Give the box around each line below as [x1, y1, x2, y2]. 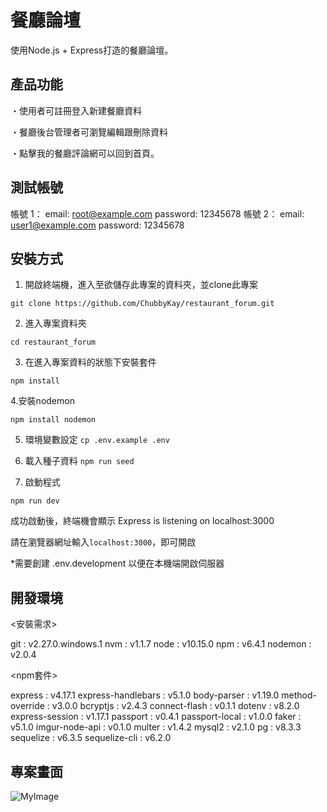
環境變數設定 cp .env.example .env [24, 434, 170, 446]
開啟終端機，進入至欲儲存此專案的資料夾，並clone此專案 [24, 279, 259, 291]
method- [281, 689, 317, 701]
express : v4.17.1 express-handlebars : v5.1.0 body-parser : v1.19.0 [10, 689, 280, 701]
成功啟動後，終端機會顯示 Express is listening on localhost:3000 [10, 515, 275, 527]
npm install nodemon [10, 415, 97, 425]
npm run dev [10, 496, 60, 506]
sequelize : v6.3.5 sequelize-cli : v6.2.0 [10, 732, 172, 744]
